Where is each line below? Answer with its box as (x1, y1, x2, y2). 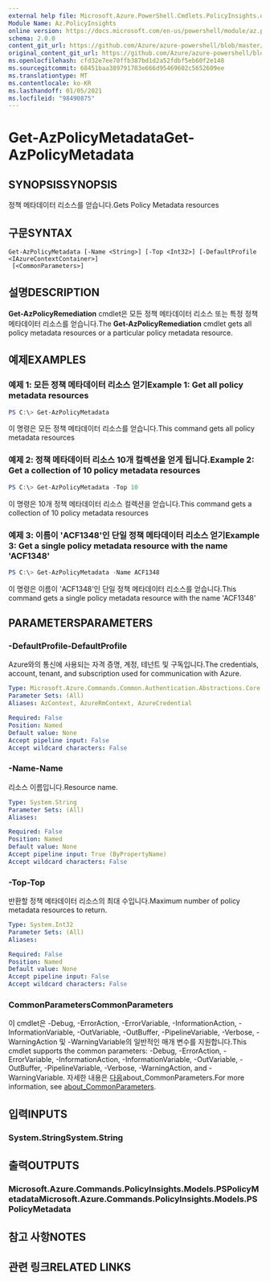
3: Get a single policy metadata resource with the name (8, 540, 228, 552)
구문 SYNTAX (8, 226, 73, 240)
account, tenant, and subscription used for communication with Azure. (8, 669, 242, 679)
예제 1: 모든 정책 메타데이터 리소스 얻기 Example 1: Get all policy (8, 379, 243, 390)
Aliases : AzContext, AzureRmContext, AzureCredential (8, 700, 193, 708)
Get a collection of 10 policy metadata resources (8, 465, 201, 476)
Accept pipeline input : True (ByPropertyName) (8, 850, 167, 858)
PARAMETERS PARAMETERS (8, 617, 153, 630)
